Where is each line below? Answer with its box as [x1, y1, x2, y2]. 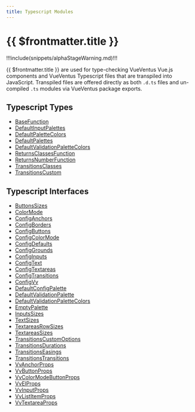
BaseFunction [14, 118, 49, 126]
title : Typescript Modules [6, 8, 74, 15]
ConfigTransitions [14, 272, 59, 279]
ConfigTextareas [14, 265, 56, 273]
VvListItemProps [14, 393, 56, 400]
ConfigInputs [14, 253, 47, 260]
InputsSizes [14, 310, 44, 318]
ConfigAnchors [14, 215, 53, 222]
